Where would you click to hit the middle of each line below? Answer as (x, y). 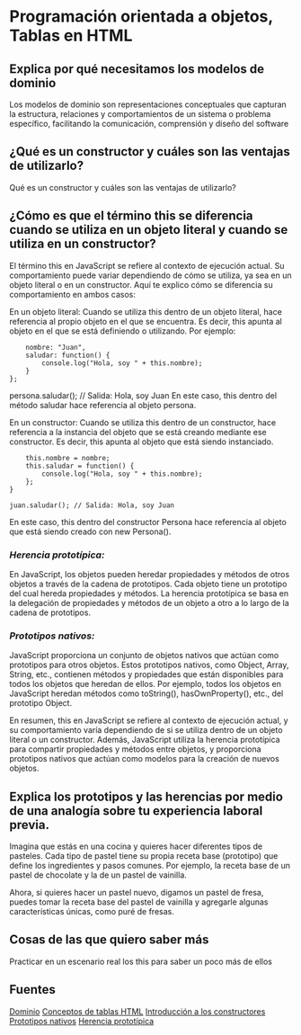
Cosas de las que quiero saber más (109, 940)
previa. (29, 825)
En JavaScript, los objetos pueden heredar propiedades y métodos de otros (150, 574)
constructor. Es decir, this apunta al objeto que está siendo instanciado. (142, 442)
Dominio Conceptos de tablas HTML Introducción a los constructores (137, 1011)
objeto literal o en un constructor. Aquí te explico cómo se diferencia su (141, 284)
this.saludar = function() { (80, 466)
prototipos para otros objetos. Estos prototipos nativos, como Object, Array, (149, 665)
